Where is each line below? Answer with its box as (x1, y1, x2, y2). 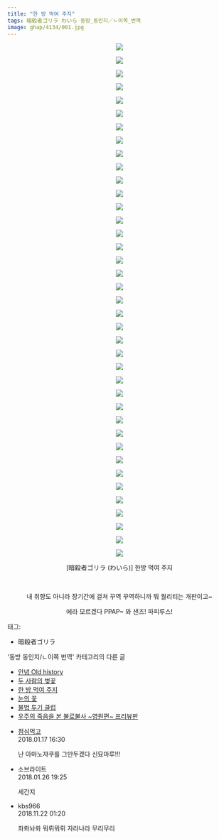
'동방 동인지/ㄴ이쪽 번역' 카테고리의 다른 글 (7, 653, 126, 661)
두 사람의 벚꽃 (17, 676, 56, 686)
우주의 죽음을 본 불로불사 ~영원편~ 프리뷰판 (17, 712, 139, 721)
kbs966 (17, 802, 41, 811)
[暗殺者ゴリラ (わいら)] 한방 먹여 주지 (66, 563, 173, 572)
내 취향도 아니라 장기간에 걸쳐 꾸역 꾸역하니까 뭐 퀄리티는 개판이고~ (26, 592, 213, 601)
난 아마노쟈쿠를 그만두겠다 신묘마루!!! (17, 750, 121, 759)
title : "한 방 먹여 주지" (7, 10, 75, 18)
